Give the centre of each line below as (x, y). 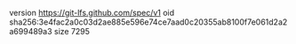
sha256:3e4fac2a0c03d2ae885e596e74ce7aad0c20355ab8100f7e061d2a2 (148, 22)
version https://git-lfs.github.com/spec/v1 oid (92, 13)
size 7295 (72, 31)
